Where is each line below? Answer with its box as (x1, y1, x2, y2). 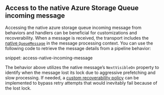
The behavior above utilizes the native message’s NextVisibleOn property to (5, 64, 160, 70)
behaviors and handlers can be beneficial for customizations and (5, 29, 137, 36)
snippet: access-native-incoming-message (5, 55, 93, 61)
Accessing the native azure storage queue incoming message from (5, 24, 142, 30)
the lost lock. (5, 85, 32, 91)
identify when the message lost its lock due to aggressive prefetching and (5, 70, 156, 75)
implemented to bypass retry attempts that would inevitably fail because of (5, 80, 158, 86)
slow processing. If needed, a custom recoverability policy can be (5, 74, 139, 80)
